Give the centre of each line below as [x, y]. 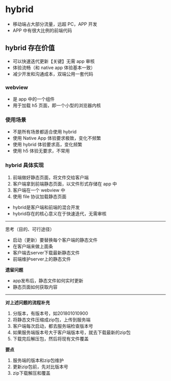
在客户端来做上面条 [33, 246]
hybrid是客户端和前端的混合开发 [46, 207]
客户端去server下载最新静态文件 [46, 252]
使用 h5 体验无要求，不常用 [41, 151]
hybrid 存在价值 [30, 48]
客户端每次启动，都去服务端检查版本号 [53, 326]
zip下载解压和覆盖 [32, 373]
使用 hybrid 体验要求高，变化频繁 [47, 145]
